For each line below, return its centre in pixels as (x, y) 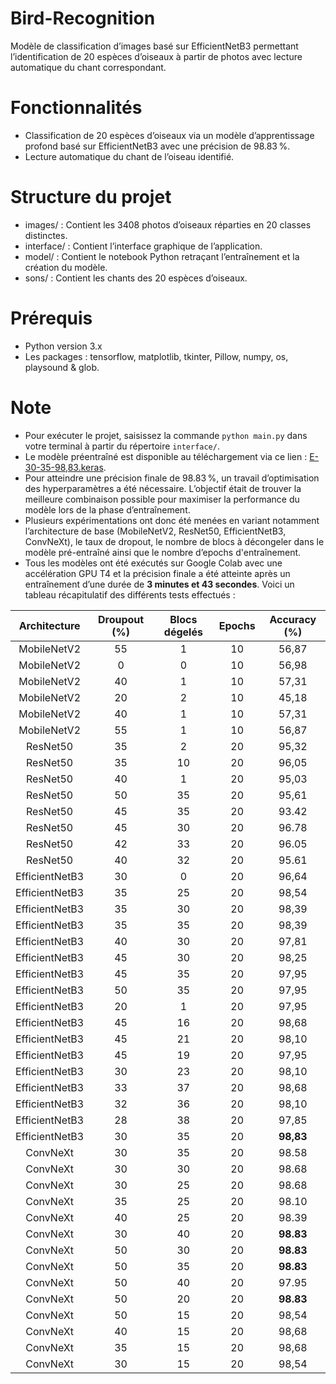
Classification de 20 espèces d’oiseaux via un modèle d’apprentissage (169, 135)
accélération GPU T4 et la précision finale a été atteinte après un (157, 573)
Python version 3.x (63, 346)
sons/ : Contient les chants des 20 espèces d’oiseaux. (136, 278)
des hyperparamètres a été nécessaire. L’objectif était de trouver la (163, 488)
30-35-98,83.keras (64, 467)
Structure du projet (91, 197)
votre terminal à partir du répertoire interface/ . (122, 446)
